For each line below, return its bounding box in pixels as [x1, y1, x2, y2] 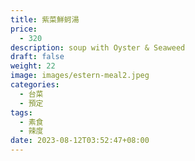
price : [10, 24, 38, 34]
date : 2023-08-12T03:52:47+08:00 [10, 136, 150, 146]
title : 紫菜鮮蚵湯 [10, 14, 80, 25]
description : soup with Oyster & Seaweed [10, 42, 186, 53]
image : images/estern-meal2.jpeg [10, 71, 150, 81]
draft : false [10, 52, 65, 62]
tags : [10, 107, 33, 118]
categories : [10, 80, 60, 90]
